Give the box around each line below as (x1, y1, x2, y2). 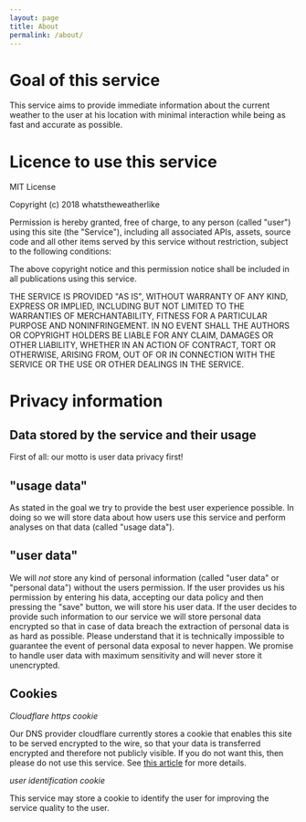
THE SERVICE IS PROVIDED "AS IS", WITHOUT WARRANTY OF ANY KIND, (9, 291, 289, 302)
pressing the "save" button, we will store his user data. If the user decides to (9, 601, 297, 612)
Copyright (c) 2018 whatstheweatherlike (9, 199, 160, 210)
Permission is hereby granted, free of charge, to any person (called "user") (9, 216, 291, 228)
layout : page (9, 13, 59, 23)
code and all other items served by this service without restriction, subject (9, 237, 289, 248)
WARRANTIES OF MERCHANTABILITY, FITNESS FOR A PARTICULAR (9, 311, 268, 321)
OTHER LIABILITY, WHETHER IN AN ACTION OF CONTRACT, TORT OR (9, 340, 276, 351)
